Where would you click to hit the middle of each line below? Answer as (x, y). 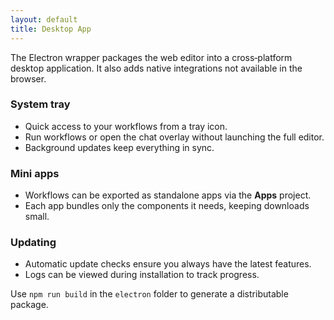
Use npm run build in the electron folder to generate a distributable (149, 294)
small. (37, 217)
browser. (28, 78)
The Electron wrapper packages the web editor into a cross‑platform (151, 57)
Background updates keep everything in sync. (119, 147)
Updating (33, 243)
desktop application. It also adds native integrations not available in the (156, 68)
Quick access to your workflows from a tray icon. (126, 126)
